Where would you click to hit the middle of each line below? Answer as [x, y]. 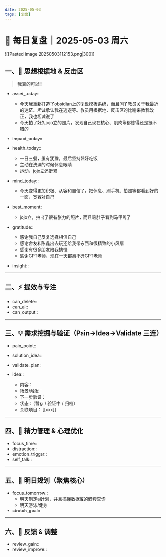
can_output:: [25, 312]
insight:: [20, 266]
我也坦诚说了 [41, 116]
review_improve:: [30, 549]
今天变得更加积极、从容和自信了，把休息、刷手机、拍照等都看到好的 [89, 191]
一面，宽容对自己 [37, 197]
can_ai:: [20, 307]
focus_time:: [25, 443]
